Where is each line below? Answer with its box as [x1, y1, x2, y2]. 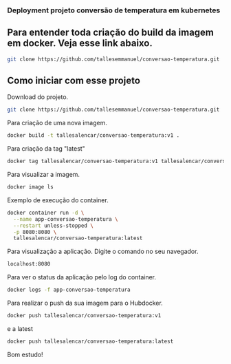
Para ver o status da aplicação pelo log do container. [7, 273, 157, 281]
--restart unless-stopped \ [13, 222, 94, 229]
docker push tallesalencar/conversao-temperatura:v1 [7, 312, 162, 319]
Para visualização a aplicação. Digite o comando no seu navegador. [7, 247, 199, 256]
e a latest [7, 324, 33, 332]
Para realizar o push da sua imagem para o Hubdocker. [7, 299, 163, 308]
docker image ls [7, 184, 54, 191]
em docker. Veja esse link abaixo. [7, 37, 153, 50]
